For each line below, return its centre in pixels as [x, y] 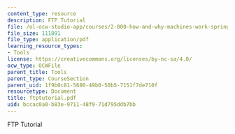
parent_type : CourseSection [48, 79]
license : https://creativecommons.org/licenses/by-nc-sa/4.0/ [100, 59]
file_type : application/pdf [48, 40]
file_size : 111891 [34, 33]
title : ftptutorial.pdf [42, 98]
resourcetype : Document [42, 91]
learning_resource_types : [45, 46]
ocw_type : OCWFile [34, 66]
